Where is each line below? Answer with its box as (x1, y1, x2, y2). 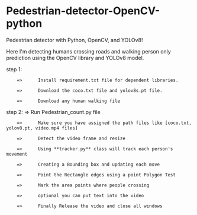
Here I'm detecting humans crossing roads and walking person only (6, 48, 172, 55)
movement (6, 151, 28, 157)
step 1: (6, 65, 22, 72)
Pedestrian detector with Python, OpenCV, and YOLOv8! (6, 36, 143, 43)
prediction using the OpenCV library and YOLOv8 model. (6, 54, 144, 61)
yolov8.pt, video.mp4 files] (6, 125, 78, 131)
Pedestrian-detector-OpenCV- (6, 4, 160, 18)
